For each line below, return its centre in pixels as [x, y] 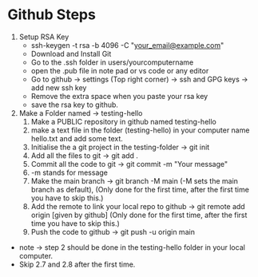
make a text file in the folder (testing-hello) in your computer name [140, 130]
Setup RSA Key [44, 37]
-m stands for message [69, 172]
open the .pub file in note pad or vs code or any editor [120, 70]
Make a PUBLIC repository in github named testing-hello [123, 121]
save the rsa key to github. [75, 105]
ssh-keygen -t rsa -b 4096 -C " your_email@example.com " [127, 45]
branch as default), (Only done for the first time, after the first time [140, 189]
